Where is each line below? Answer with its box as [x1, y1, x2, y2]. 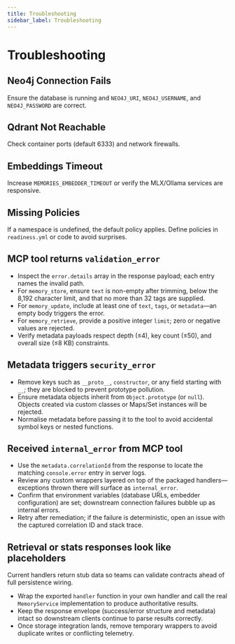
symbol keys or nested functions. [17, 422, 114, 431]
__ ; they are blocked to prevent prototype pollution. [17, 385, 165, 394]
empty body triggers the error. [17, 309, 105, 317]
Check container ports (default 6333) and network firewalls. [7, 140, 180, 148]
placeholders [7, 552, 66, 564]
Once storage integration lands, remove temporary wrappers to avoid [17, 622, 218, 630]
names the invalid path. [17, 279, 85, 288]
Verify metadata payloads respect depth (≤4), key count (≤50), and [17, 331, 212, 340]
